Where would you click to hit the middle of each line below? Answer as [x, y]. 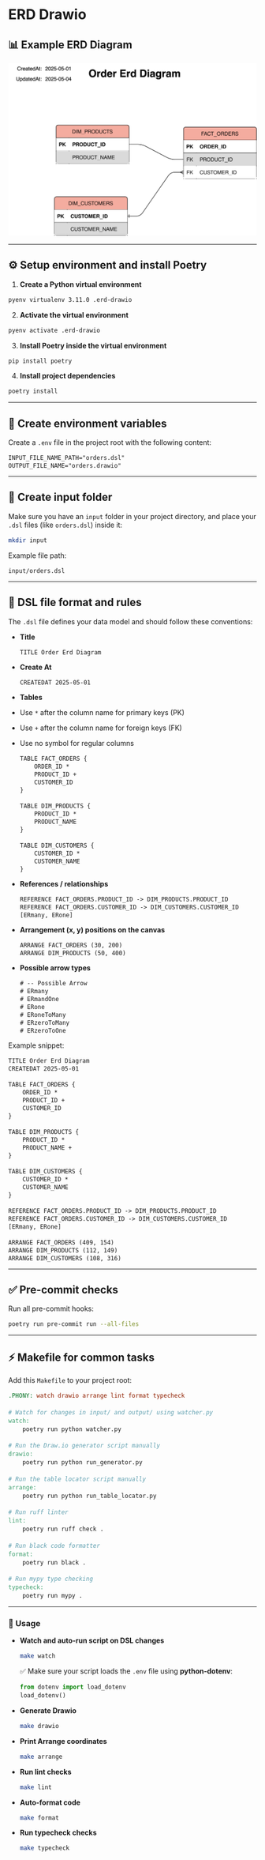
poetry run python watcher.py [72, 1429]
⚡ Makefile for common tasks [82, 1357]
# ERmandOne [39, 999]
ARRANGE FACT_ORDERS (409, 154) [61, 1242]
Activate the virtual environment [74, 314]
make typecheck [45, 1848]
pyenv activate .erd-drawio [54, 330]
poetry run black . [54, 1562]
